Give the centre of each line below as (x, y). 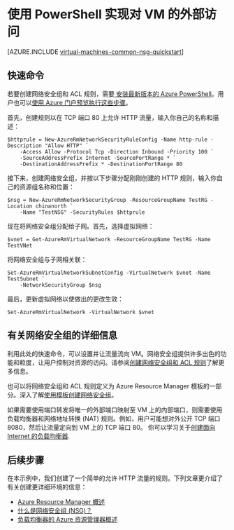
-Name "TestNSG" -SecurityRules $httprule (82, 212)
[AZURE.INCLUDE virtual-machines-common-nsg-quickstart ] (95, 52)
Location (20, 206)
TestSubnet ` (26, 279)
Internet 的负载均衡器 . (39, 436)
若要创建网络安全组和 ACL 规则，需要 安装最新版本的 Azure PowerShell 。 (112, 94)
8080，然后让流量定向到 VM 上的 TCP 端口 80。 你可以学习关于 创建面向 (111, 427)
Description (24, 145)
